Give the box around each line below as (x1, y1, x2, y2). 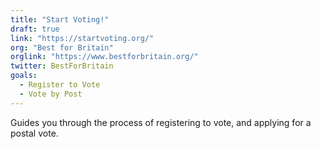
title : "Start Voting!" (10, 14, 110, 25)
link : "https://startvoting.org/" (10, 33, 155, 43)
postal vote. (10, 127, 59, 139)
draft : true (10, 24, 60, 34)
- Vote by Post (19, 89, 83, 99)
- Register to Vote (19, 80, 101, 90)
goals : (10, 71, 38, 81)
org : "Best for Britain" (10, 42, 114, 53)
